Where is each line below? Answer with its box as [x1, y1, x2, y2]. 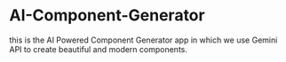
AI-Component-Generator [9, 5, 206, 26]
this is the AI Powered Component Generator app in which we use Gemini [9, 35, 278, 45]
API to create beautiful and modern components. [9, 43, 188, 54]
